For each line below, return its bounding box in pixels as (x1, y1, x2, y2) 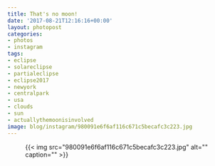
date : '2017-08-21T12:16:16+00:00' (7, 17, 113, 24)
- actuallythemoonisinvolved (7, 116, 94, 123)
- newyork (7, 83, 37, 90)
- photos (7, 37, 33, 44)
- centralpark (7, 90, 50, 97)
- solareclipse (7, 63, 53, 71)
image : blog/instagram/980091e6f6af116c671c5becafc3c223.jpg (7, 123, 193, 130)
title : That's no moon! (7, 10, 78, 18)
